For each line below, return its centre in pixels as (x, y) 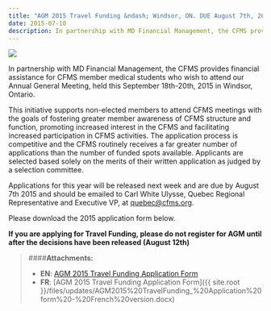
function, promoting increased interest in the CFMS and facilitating (119, 127)
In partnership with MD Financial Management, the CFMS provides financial (134, 68)
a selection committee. (46, 170)
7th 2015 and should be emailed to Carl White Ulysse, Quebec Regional (127, 194)
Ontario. (22, 94)
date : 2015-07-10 (38, 23)
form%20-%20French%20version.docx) (107, 300)
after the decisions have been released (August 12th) (99, 243)
